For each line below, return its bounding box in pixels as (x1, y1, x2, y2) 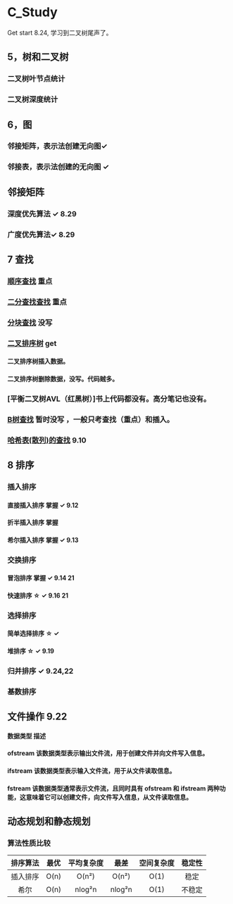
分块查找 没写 (7, 318, 53, 328)
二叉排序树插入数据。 (7, 357, 69, 366)
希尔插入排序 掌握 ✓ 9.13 (7, 535, 79, 544)
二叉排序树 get (7, 338, 57, 348)
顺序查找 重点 (7, 276, 53, 286)
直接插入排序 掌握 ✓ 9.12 (7, 501, 79, 509)
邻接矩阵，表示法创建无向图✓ (7, 142, 108, 151)
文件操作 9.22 (7, 711, 68, 723)
